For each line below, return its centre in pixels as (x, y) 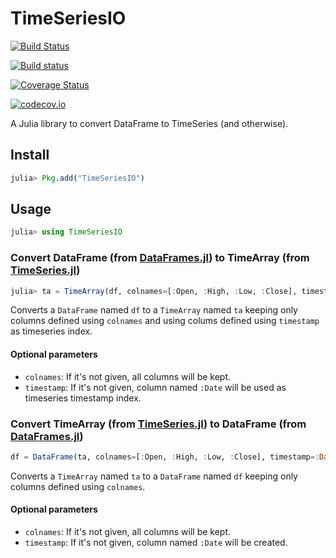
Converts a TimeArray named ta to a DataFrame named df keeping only (154, 476)
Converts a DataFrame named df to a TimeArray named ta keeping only (154, 310)
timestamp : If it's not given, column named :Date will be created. (156, 543)
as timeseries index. (51, 331)
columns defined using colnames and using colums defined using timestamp (165, 321)
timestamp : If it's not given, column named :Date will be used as (155, 387)
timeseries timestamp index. (83, 398)
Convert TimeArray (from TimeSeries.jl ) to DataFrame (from (158, 424)
